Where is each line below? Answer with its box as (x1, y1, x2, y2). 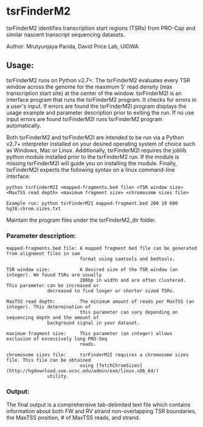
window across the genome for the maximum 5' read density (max (6, 83, 173, 90)
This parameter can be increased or (6, 283, 99, 289)
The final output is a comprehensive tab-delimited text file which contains (6, 401, 191, 409)
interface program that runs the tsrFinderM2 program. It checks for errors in (6, 96, 197, 103)
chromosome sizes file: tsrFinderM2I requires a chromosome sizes (6, 352, 189, 358)
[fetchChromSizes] (96, 362, 143, 369)
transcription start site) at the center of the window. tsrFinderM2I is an (6, 90, 182, 97)
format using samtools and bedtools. (80, 256, 175, 263)
